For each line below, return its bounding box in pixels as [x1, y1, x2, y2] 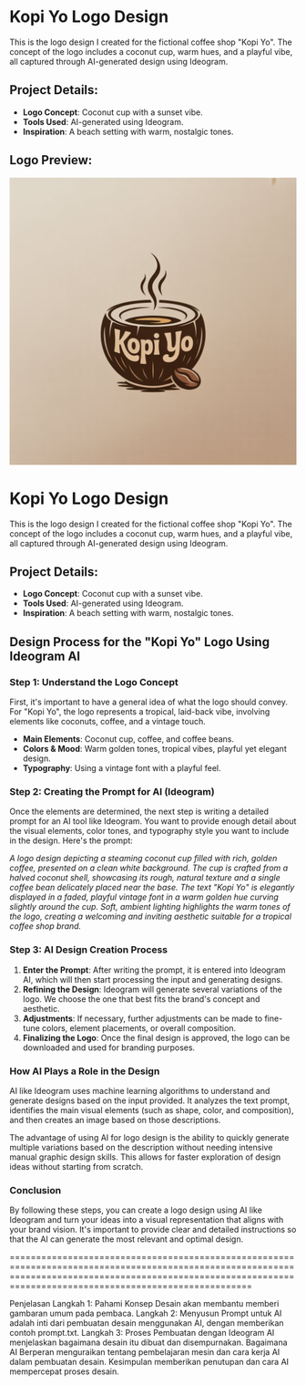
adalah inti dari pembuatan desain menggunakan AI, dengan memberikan [9, 1318, 284, 1329]
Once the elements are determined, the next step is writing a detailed [9, 806, 269, 818]
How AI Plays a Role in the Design [9, 1065, 160, 1078]
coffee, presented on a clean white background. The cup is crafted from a [9, 862, 289, 873]
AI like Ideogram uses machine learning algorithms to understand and [9, 1085, 270, 1096]
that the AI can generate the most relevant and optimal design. [9, 1234, 244, 1245]
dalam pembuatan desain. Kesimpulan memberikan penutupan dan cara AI [9, 1357, 290, 1368]
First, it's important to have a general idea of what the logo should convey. [9, 696, 289, 707]
